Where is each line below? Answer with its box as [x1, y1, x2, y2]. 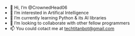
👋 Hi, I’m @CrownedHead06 [9, 5, 68, 10]
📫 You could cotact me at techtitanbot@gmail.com [9, 26, 115, 31]
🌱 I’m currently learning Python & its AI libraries [9, 15, 107, 20]
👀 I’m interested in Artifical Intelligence [9, 10, 89, 16]
